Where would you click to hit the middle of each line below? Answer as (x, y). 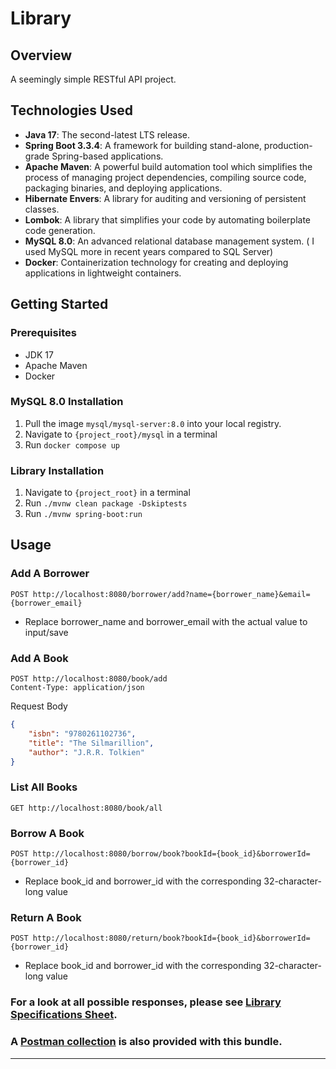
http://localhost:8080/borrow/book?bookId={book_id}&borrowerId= (171, 854)
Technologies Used (71, 110)
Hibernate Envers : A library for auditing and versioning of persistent (165, 198)
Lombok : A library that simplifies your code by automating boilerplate (167, 219)
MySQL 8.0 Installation (67, 402)
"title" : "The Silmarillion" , (91, 743)
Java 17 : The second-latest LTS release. (107, 134)
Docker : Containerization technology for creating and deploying (156, 262)
